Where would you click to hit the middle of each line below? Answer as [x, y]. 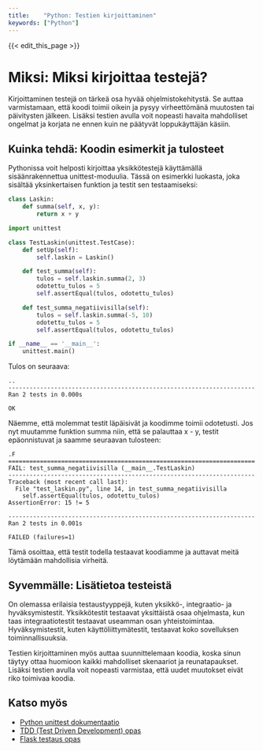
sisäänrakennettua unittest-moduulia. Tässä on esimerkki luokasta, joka [124, 176]
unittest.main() [49, 351]
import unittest [35, 228]
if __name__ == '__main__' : [54, 344]
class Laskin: [31, 199]
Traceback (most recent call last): [68, 483]
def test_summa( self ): [59, 272]
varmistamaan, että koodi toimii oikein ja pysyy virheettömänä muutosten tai [131, 107]
